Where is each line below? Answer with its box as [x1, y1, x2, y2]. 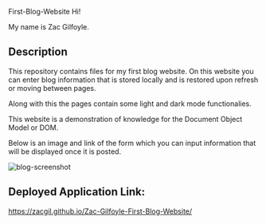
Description [8, 45, 68, 59]
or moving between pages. [8, 83, 97, 92]
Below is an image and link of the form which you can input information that [8, 138, 256, 147]
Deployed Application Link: [8, 185, 146, 198]
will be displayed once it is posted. [8, 147, 122, 156]
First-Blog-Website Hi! [8, 7, 81, 16]
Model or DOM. [8, 123, 59, 132]
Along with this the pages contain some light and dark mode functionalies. [8, 99, 252, 108]
